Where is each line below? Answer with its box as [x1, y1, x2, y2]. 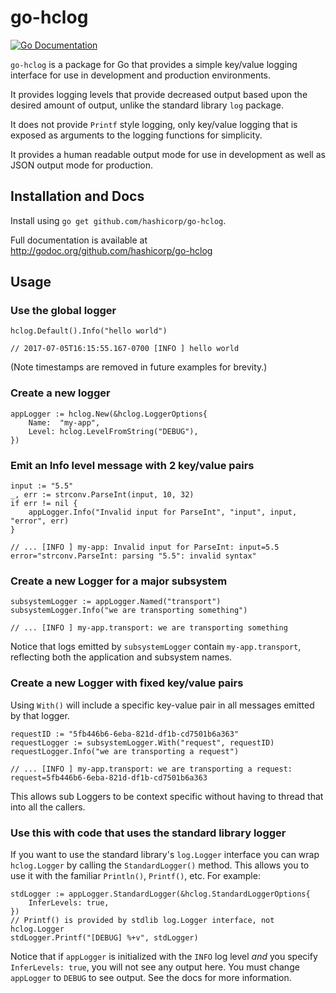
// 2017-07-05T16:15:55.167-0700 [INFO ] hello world [10, 344, 240, 354]
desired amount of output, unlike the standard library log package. [10, 99, 284, 111]
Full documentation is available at [10, 234, 148, 246]
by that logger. [10, 709, 70, 721]
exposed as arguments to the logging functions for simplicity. [10, 129, 263, 141]
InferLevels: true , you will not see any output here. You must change [10, 961, 300, 973]
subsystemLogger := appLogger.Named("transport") [10, 597, 222, 607]
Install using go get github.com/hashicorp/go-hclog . [10, 214, 227, 226]
